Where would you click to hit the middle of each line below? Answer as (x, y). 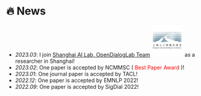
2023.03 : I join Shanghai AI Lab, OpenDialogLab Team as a (105, 54)
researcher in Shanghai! (45, 61)
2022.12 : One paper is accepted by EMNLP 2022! (77, 80)
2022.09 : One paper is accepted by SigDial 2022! (77, 86)
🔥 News (26, 11)
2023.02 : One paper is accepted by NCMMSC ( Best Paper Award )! (100, 67)
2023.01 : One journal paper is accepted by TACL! (76, 74)
